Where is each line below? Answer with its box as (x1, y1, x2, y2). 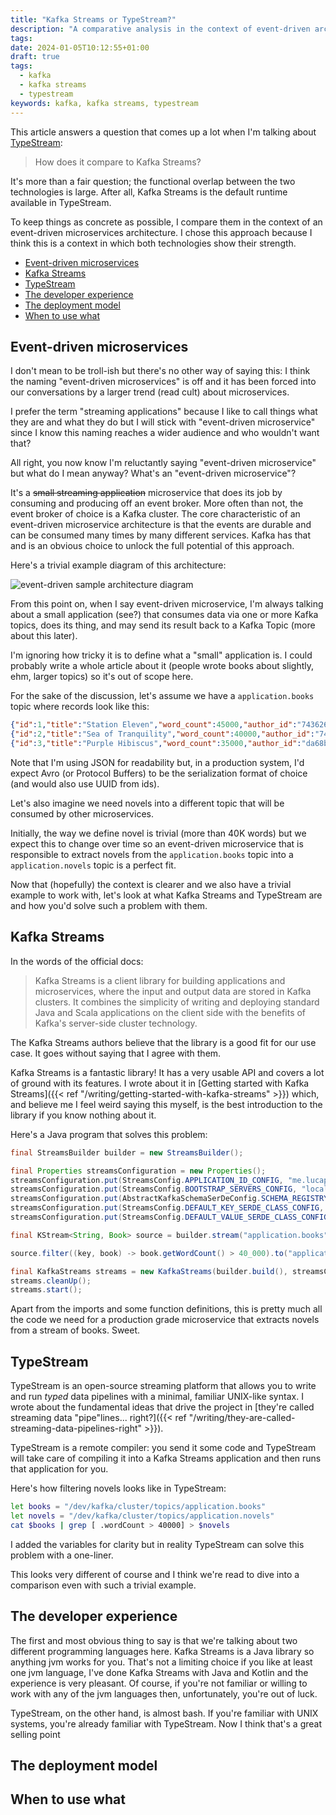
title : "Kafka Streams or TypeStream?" (10, 14, 177, 25)
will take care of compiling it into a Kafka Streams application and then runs (10, 1452, 322, 1465)
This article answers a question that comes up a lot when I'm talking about (10, 126, 317, 138)
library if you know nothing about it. (10, 1109, 157, 1121)
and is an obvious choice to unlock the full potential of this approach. (10, 540, 295, 552)
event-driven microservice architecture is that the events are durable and (10, 519, 312, 531)
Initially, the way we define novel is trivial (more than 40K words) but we (10, 827, 307, 839)
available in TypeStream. (10, 196, 112, 208)
